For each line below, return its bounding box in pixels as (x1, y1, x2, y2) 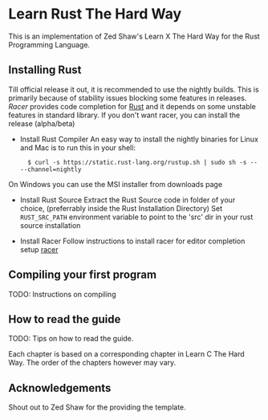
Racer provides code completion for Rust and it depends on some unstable (8, 101, 257, 111)
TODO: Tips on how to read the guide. (8, 334, 134, 344)
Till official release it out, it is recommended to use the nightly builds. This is (8, 84, 259, 94)
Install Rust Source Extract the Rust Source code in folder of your (19, 194, 236, 205)
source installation (19, 220, 81, 230)
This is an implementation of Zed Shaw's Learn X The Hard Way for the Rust (8, 31, 261, 41)
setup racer (19, 244, 59, 254)
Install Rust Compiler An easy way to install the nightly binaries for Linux (19, 134, 259, 144)
